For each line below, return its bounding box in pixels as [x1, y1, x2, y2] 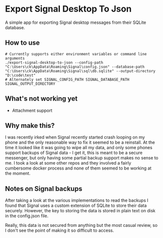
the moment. [5, 170, 31, 176]
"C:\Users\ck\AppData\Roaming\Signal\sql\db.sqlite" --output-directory [5, 68, 156, 73]
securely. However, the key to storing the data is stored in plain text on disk [5, 208, 156, 214]
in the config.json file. [5, 213, 49, 219]
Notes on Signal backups [5, 185, 83, 193]
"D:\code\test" [5, 73, 36, 78]
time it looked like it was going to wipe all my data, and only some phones [5, 145, 152, 151]
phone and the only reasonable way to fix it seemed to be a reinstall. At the [5, 139, 155, 145]
